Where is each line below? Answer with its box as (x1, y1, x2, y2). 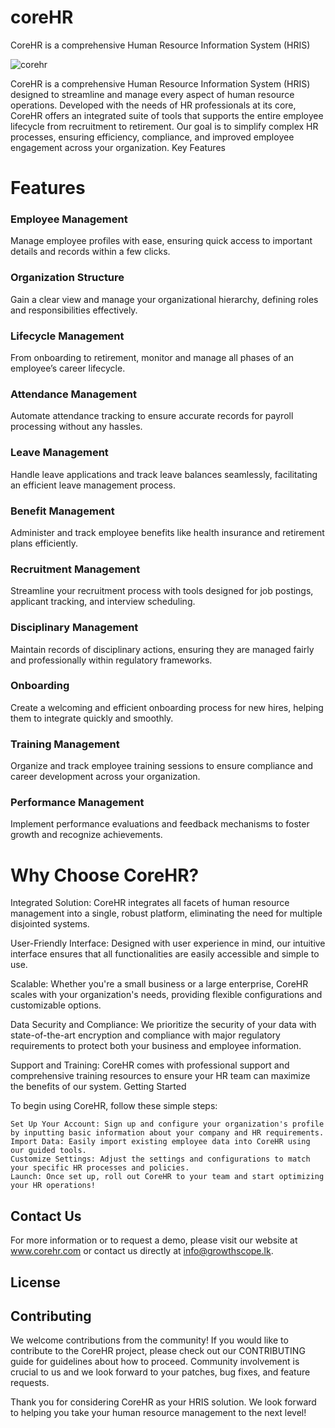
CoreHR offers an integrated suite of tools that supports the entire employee (10, 109, 324, 121)
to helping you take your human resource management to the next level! (10, 1407, 307, 1419)
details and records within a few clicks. (10, 246, 171, 258)
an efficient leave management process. (10, 479, 177, 491)
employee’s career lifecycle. (10, 362, 126, 375)
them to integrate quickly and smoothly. (10, 712, 174, 724)
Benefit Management (10, 504, 115, 518)
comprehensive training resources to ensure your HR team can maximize (10, 1070, 311, 1082)
